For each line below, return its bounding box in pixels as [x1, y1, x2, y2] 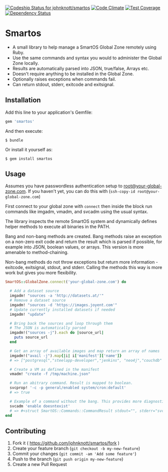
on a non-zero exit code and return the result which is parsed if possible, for [5, 239, 162, 245]
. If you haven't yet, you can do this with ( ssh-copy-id [25, 188, 135, 194]
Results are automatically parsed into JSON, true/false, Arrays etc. [12, 65, 149, 71]
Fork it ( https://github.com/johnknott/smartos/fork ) [12, 440, 120, 446]
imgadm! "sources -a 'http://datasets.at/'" [9, 293, 104, 298]
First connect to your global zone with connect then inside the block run [5, 203, 152, 209]
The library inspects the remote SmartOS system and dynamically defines [5, 218, 157, 224]
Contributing [5, 426, 46, 435]
